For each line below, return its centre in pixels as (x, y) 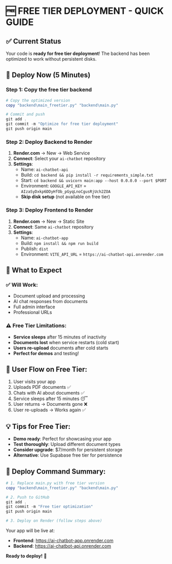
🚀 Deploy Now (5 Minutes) (48, 75)
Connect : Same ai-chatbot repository (53, 227)
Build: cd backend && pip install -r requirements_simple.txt (87, 175)
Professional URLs (33, 312)
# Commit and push (25, 115)
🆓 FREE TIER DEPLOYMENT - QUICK (85, 11)
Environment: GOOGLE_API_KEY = (53, 186)
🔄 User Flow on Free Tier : (47, 369)
